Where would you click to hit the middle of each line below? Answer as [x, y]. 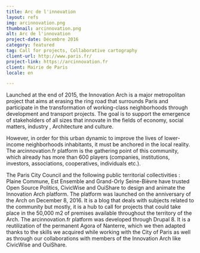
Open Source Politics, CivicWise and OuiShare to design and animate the [96, 188]
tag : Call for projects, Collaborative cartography [72, 51]
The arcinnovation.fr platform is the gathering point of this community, [93, 151]
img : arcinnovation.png [36, 23]
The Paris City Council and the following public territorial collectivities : [93, 175]
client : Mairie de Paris [37, 67]
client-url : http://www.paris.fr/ [49, 56]
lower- [172, 138]
